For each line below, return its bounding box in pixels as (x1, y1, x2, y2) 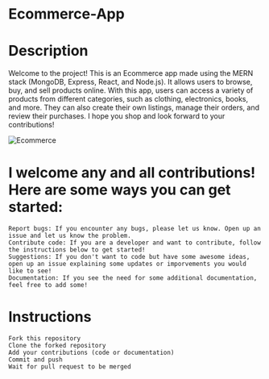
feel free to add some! (8, 281, 89, 289)
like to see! (8, 267, 52, 275)
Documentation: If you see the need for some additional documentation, (8, 274, 258, 282)
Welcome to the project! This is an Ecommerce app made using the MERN (8, 69, 254, 78)
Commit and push (8, 356, 63, 364)
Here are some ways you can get (8, 181, 231, 199)
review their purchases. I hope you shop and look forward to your (8, 111, 226, 121)
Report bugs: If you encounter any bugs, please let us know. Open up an (8, 225, 262, 233)
